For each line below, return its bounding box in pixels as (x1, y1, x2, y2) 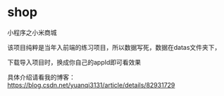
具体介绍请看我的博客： (7, 73, 75, 81)
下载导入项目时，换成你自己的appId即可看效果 (7, 57, 142, 67)
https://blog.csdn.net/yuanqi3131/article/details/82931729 (7, 81, 175, 89)
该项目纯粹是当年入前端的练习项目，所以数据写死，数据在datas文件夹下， (7, 43, 221, 51)
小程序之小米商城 (7, 28, 57, 36)
